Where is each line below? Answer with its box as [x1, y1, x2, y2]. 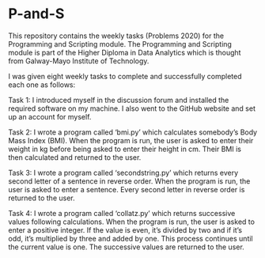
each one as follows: [8, 80, 76, 89]
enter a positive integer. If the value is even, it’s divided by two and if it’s [8, 225, 243, 234]
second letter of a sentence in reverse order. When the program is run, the [8, 176, 251, 186]
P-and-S [8, 5, 65, 23]
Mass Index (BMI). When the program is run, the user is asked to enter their [8, 135, 254, 145]
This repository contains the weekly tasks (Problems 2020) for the [8, 31, 224, 40]
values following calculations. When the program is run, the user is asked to [8, 217, 256, 226]
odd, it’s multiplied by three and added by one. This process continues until [8, 233, 253, 243]
